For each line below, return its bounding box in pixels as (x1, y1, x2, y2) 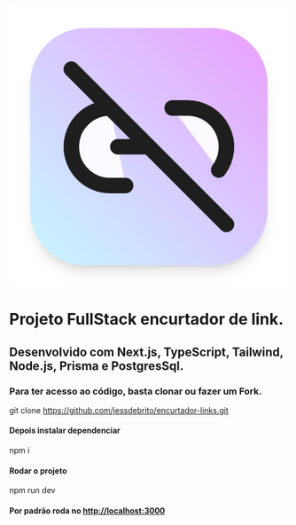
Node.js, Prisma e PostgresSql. (9, 358, 184, 373)
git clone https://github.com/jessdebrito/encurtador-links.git (9, 404, 229, 415)
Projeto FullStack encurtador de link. (9, 310, 284, 330)
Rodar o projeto (9, 465, 67, 476)
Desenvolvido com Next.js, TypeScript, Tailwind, (9, 344, 284, 359)
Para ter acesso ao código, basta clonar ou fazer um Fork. (9, 385, 262, 397)
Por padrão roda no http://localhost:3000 (9, 505, 166, 516)
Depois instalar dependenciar (9, 425, 121, 436)
